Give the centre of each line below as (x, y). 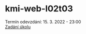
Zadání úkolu (18, 26)
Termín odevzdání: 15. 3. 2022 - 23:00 (43, 22)
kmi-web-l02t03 (39, 9)
